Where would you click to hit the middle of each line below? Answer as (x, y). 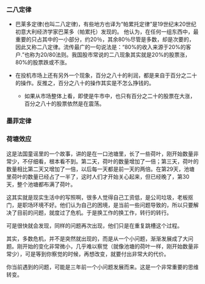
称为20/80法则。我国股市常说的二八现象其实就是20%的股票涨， (110, 55)
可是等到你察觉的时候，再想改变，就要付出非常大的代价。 (97, 254)
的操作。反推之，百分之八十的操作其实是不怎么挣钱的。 (85, 83)
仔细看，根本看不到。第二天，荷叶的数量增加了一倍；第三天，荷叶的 (113, 161)
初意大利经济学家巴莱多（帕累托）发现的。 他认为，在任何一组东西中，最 (107, 32)
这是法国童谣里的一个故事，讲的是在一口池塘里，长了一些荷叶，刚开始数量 (100, 154)
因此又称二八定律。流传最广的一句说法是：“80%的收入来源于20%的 (100, 47)
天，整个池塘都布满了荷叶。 (41, 184)
